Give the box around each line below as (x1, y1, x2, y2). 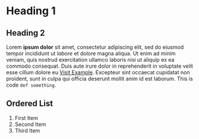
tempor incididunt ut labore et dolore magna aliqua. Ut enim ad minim (6, 50, 176, 57)
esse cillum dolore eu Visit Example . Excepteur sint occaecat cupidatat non (6, 69, 190, 75)
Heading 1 (6, 4, 56, 18)
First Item (14, 114, 39, 121)
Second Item (14, 121, 46, 128)
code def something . (6, 81, 56, 89)
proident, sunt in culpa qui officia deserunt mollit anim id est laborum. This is (6, 75, 193, 82)
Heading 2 (6, 28, 46, 38)
